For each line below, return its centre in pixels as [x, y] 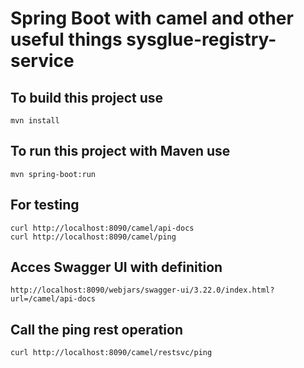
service [42, 61]
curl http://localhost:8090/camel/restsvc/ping [111, 353]
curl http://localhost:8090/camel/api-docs [102, 228]
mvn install [35, 121]
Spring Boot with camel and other [152, 18]
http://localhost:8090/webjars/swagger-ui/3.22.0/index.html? [142, 290]
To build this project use [87, 97]
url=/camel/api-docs [53, 299]
